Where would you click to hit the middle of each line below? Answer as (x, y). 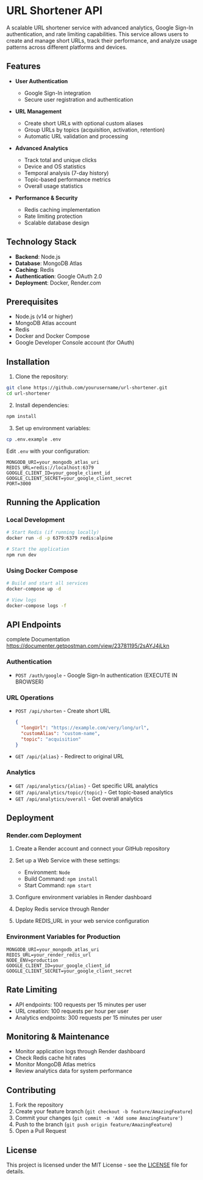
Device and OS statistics (55, 166)
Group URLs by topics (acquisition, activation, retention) (94, 130)
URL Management (38, 111)
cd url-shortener (28, 394)
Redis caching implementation (62, 209)
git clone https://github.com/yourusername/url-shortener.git (87, 388)
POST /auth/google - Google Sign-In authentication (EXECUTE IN (96, 675)
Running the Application (53, 502)
